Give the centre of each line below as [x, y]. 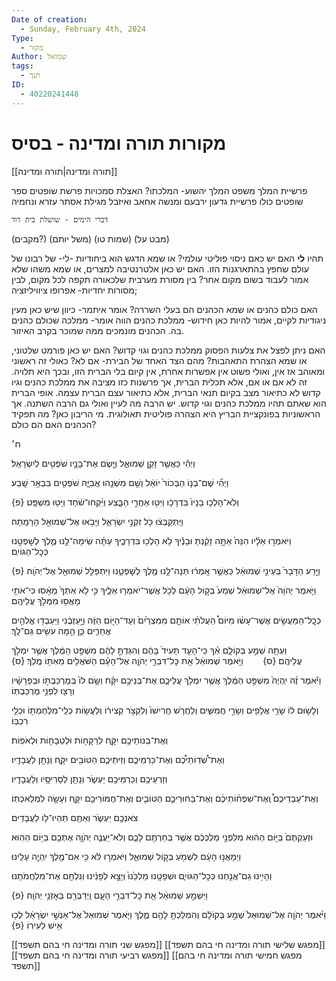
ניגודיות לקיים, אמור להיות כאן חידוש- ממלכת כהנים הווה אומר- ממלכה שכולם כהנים [169, 320]
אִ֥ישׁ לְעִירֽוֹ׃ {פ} [37, 925]
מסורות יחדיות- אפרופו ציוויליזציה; [74, 290]
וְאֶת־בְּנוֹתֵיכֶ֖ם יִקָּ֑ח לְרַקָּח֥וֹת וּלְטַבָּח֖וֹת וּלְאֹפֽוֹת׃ [90, 740]
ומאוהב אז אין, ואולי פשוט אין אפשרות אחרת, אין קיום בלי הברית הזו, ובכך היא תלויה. [168, 371]
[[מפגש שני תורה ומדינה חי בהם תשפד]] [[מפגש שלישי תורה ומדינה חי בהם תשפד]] [168, 944]
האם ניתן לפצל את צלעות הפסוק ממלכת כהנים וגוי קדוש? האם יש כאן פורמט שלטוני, [168, 350]
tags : [22, 66]
